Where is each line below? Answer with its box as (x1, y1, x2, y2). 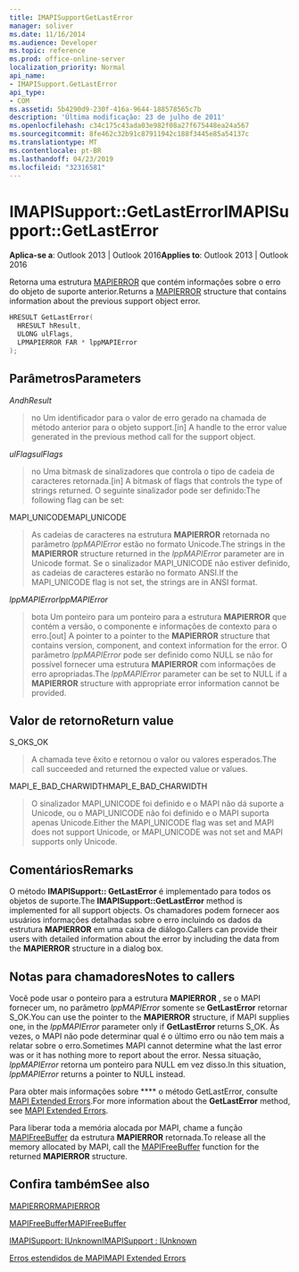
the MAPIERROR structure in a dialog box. (9, 943, 163, 954)
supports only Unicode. (30, 836, 118, 847)
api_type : (9, 88, 46, 97)
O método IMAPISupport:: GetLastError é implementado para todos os (9, 886, 271, 897)
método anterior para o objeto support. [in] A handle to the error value (30, 421, 287, 432)
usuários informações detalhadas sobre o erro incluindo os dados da (9, 914, 262, 926)
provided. (30, 687, 67, 698)
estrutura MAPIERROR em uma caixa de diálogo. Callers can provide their (9, 924, 278, 935)
